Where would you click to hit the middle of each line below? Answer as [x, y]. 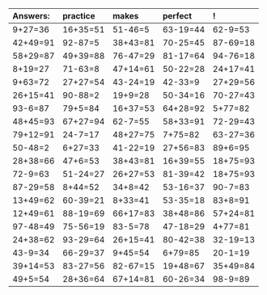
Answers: [31, 16]
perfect [178, 16]
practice [79, 16]
